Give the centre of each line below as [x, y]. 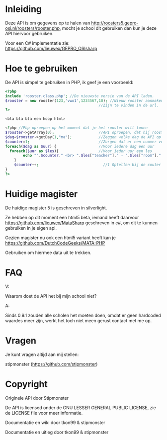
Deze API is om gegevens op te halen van [48, 23]
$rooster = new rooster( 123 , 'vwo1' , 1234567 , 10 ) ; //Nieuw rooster [74, 100]
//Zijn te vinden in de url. [129, 105]
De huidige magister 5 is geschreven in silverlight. [56, 208]
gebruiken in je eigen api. [31, 228]
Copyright [27, 384]
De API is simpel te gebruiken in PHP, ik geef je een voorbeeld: [69, 82]
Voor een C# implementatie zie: [37, 43]
